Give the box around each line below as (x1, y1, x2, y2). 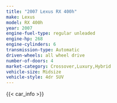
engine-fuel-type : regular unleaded (6, 31, 95, 36)
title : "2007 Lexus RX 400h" (6, 8, 77, 15)
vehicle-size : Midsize (6, 69, 61, 75)
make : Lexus (6, 14, 35, 20)
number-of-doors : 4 (6, 58, 54, 64)
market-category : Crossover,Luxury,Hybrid (6, 63, 111, 69)
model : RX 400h (6, 19, 43, 25)
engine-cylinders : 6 (6, 42, 57, 48)
